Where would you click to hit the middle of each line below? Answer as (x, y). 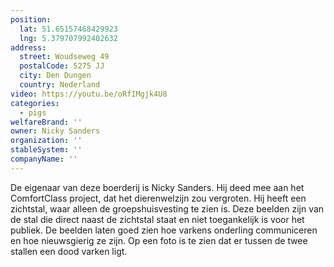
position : (31, 19)
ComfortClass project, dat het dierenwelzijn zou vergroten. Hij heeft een (158, 198)
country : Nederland (60, 85)
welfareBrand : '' (46, 122)
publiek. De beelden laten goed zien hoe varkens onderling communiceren (164, 230)
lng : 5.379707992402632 (68, 38)
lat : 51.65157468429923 (68, 29)
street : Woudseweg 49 (64, 57)
